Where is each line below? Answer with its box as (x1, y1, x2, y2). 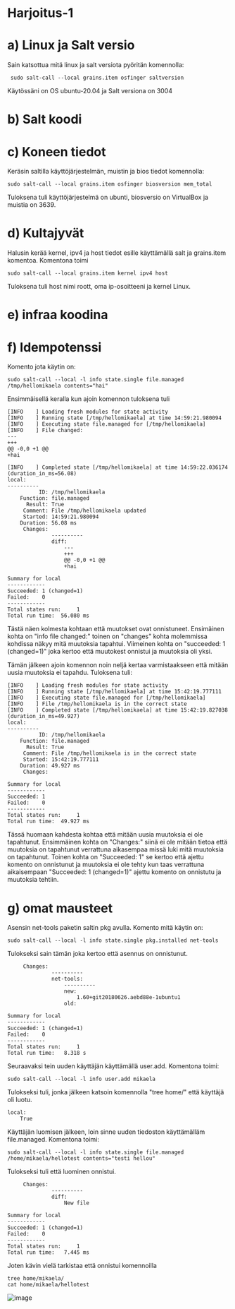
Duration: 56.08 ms (20, 520, 77, 527)
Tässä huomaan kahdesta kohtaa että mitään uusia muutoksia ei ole (7, 830, 203, 839)
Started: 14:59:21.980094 (23, 513, 99, 520)
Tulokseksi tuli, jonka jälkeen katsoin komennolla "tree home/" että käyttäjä (7, 1088, 224, 1096)
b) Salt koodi (7, 112, 82, 128)
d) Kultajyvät (7, 225, 84, 241)
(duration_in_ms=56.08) (7, 470, 77, 477)
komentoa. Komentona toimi (7, 256, 89, 265)
